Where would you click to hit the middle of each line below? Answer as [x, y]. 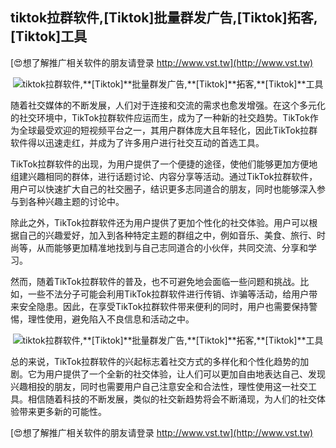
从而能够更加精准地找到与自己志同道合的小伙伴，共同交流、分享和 [172, 247]
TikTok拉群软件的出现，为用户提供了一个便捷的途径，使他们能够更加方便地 [164, 164]
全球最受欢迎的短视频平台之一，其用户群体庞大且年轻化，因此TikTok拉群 [168, 130]
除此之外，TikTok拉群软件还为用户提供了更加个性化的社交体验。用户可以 [160, 222]
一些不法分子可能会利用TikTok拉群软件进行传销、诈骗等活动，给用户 [168, 294]
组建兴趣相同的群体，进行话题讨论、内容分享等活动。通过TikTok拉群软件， [164, 176]
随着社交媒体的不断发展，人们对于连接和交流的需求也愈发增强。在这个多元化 [168, 105]
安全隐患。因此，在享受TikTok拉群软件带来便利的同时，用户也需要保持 [164, 306]
